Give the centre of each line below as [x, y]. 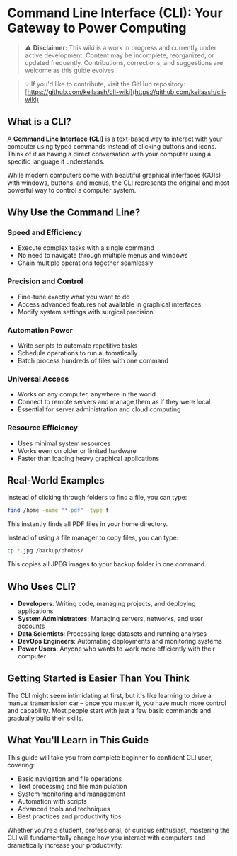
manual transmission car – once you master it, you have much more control [117, 703]
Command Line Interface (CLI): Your [115, 13]
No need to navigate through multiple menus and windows [103, 256]
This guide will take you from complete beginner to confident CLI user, [110, 757]
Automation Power [40, 330]
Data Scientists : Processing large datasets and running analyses [112, 634]
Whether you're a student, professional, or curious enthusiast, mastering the [118, 830]
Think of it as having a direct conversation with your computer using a [109, 154]
